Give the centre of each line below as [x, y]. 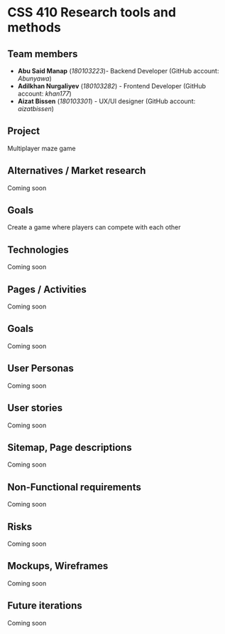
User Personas [41, 369]
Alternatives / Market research [77, 171]
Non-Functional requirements [75, 487]
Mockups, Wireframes [58, 566]
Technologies [38, 250]
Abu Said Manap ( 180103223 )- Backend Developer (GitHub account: [118, 71]
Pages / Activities [47, 289]
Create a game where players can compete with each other [94, 227]
